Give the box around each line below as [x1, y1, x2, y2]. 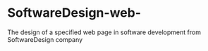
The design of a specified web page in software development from [7, 28, 201, 36]
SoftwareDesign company [7, 35, 83, 43]
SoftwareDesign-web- [7, 5, 141, 21]
